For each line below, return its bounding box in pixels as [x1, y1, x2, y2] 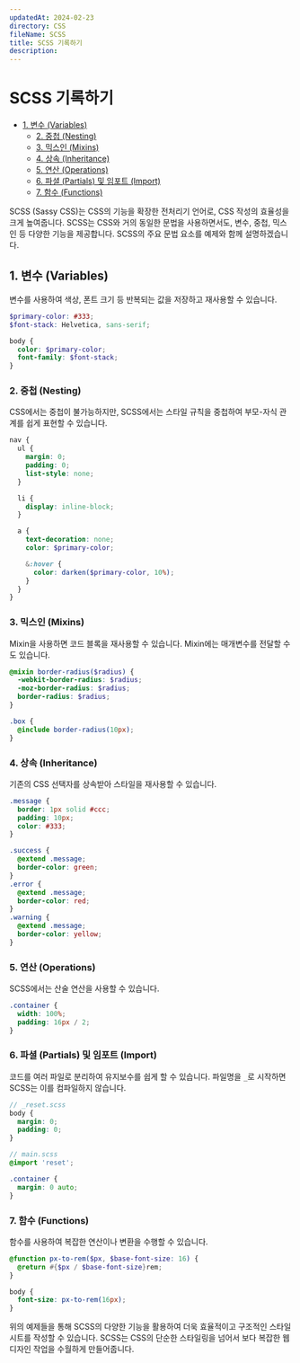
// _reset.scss [9, 1100, 66, 1110]
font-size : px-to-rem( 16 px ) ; [17, 1296, 127, 1305]
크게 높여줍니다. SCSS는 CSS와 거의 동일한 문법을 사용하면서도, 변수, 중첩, [9, 217, 271, 228]
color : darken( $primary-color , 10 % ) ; [32, 568, 175, 577]
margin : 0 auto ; [17, 1182, 78, 1191]
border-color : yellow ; [17, 930, 102, 939]
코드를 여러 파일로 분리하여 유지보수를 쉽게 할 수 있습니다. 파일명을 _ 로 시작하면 [9, 1071, 287, 1082]
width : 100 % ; [17, 1009, 66, 1018]
